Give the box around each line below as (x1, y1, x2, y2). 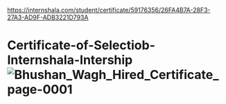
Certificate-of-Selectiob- (7, 37, 156, 53)
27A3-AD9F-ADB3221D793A (7, 13, 89, 21)
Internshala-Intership (7, 52, 133, 68)
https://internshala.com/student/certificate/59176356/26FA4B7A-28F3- (7, 6, 211, 14)
